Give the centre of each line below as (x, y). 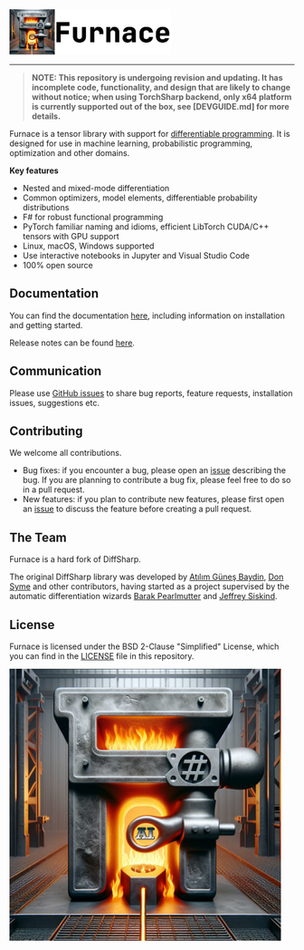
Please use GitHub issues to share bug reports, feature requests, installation (151, 393)
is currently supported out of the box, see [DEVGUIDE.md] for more (160, 107)
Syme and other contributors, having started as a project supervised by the (149, 586)
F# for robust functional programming (93, 217)
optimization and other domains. (70, 153)
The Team (38, 537)
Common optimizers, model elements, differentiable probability (140, 198)
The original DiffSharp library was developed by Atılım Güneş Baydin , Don (147, 577)
